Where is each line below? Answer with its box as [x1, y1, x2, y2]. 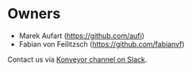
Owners [7, 5, 61, 23]
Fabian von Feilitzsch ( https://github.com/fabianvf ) [18, 39, 185, 48]
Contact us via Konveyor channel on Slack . [7, 55, 148, 64]
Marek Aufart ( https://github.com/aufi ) [18, 31, 144, 40]
